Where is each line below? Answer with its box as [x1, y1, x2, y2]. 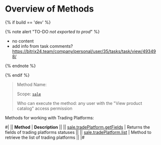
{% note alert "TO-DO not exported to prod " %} [5, 29, 100, 34]
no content [12, 38, 34, 44]
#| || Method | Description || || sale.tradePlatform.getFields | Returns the [5, 124, 150, 130]
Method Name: [16, 81, 47, 87]
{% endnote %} [5, 63, 36, 69]
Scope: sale [16, 91, 41, 97]
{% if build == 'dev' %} [5, 19, 51, 25]
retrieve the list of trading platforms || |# [5, 134, 85, 140]
